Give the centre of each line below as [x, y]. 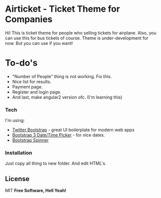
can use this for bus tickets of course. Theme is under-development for [77, 38]
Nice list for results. [32, 81]
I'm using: [15, 120]
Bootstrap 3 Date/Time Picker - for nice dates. [58, 135]
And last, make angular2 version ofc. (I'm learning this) [67, 97]
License [17, 179]
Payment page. [27, 87]
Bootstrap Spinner [30, 140]
